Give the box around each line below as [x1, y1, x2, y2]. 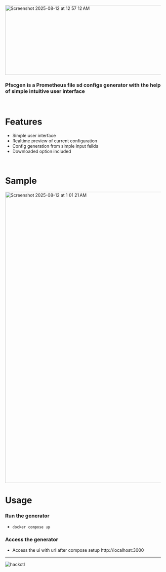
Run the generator [5, 512, 50, 519]
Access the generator [5, 536, 58, 543]
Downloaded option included [12, 148, 71, 155]
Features [5, 116, 42, 127]
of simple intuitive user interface [5, 87, 85, 94]
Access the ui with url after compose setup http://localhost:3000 [12, 547, 144, 553]
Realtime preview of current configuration [12, 138, 97, 144]
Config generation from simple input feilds [12, 143, 99, 149]
